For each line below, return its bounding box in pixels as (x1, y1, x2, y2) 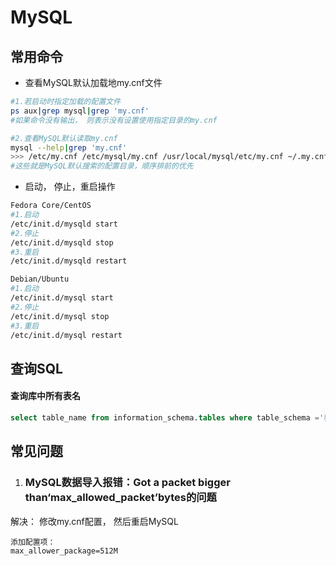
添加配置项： (10, 537, 56, 547)
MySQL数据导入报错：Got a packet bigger (24, 476, 231, 490)
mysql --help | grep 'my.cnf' (10, 142, 128, 153)
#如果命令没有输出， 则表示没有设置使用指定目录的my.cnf (10, 115, 218, 125)
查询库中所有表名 (10, 390, 81, 402)
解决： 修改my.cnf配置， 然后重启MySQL (10, 515, 179, 527)
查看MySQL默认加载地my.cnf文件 (24, 77, 163, 88)
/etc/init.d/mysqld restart (10, 256, 128, 266)
